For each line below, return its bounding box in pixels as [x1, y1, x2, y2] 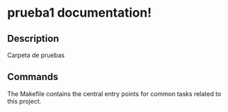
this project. [7, 97, 42, 105]
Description [7, 33, 59, 45]
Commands [7, 71, 59, 83]
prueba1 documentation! [7, 5, 152, 21]
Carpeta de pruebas [7, 51, 65, 59]
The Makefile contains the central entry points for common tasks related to [7, 89, 222, 98]
